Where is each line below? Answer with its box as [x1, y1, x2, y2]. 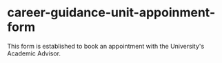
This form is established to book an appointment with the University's [7, 42, 205, 50]
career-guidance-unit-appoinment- [7, 5, 216, 21]
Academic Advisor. [7, 49, 61, 58]
